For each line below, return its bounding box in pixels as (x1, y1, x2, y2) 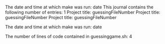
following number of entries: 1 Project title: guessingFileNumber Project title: (5, 9, 161, 15)
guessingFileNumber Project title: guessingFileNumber (5, 15, 117, 20)
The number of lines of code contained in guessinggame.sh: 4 (5, 34, 132, 39)
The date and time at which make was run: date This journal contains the (5, 4, 154, 10)
